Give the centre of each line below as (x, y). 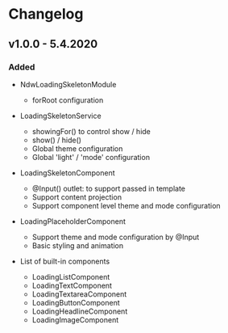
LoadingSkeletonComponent (67, 173)
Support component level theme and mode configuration (126, 205)
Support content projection (77, 197)
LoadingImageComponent (75, 319)
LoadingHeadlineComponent (80, 311)
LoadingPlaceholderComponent (73, 221)
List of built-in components (65, 261)
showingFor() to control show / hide (91, 131)
